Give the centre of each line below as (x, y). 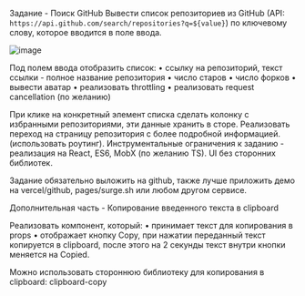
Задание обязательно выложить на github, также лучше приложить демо (152, 180)
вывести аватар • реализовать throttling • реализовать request (132, 87)
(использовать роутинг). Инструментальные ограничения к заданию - (147, 143)
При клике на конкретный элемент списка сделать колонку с (129, 114)
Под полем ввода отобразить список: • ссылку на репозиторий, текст (146, 68)
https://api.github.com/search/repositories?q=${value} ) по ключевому (148, 23)
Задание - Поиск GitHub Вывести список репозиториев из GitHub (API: (147, 13)
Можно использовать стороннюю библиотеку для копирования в (137, 272)
